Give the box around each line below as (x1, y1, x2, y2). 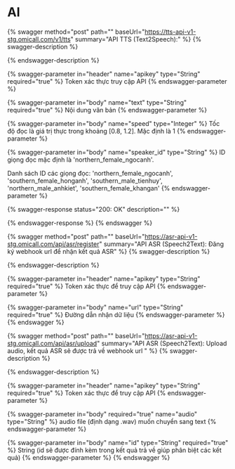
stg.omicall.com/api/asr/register (7, 240, 100, 248)
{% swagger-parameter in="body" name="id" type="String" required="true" (7, 438, 229, 446)
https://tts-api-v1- (145, 27, 196, 36)
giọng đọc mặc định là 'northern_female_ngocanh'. (7, 155, 154, 164)
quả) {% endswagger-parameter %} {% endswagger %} (7, 453, 170, 461)
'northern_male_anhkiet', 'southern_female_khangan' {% (7, 184, 170, 192)
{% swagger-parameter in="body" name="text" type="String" (7, 98, 187, 106)
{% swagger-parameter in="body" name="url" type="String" (7, 303, 184, 311)
